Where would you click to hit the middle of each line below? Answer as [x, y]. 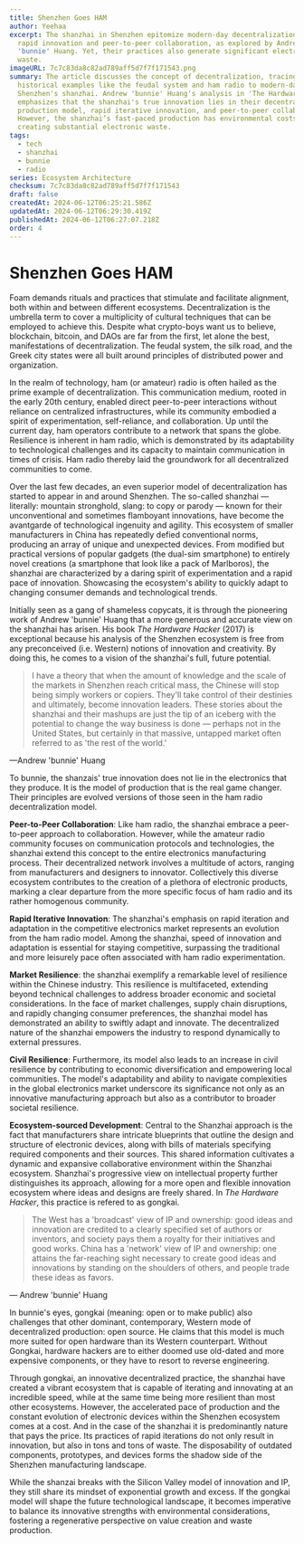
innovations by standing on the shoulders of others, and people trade [160, 1268]
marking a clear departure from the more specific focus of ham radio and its [151, 891]
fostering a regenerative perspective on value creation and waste [131, 1520]
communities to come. [51, 469]
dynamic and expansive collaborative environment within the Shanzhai [141, 1164]
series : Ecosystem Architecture [70, 177]
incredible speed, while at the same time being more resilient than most [142, 1397]
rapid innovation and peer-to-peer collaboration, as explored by [145, 43]
